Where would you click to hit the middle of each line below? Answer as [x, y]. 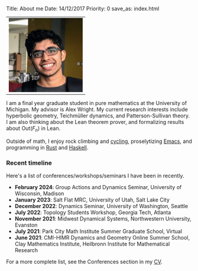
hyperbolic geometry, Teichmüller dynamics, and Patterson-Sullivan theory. [98, 116]
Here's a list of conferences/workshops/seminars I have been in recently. [95, 176]
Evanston [26, 225]
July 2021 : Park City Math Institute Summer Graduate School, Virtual [98, 231]
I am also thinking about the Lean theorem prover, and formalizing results [95, 122]
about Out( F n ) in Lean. [33, 129]
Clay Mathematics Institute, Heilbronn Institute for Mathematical [92, 244]
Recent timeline [29, 162]
